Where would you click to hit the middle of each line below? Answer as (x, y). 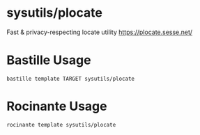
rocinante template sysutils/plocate (61, 125)
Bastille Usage (49, 60)
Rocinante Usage (57, 106)
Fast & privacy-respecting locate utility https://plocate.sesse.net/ (100, 32)
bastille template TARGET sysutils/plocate (71, 79)
